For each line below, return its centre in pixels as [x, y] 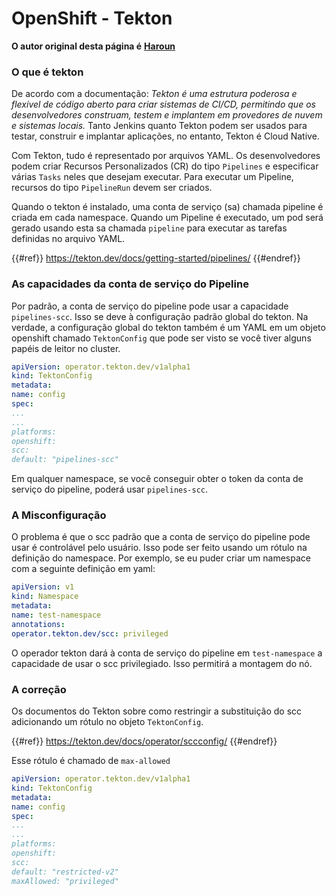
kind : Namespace [45, 597]
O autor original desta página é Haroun [93, 46]
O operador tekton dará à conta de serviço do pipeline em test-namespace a [167, 653]
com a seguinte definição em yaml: [83, 569]
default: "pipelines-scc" [65, 460]
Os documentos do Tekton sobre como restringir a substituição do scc [157, 711]
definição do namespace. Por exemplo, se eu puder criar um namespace [161, 558]
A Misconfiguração [59, 515]
